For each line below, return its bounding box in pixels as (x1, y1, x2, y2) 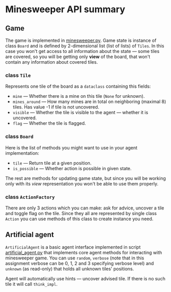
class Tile (5, 71, 31, 78)
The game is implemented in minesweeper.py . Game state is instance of (5, 37, 157, 43)
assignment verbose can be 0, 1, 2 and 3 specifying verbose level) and (5, 260, 154, 266)
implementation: (5, 150, 39, 156)
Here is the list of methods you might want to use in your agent (5, 144, 138, 151)
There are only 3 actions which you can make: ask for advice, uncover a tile (5, 205, 164, 211)
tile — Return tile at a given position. (12, 160, 92, 166)
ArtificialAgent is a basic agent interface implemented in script (5, 244, 141, 250)
